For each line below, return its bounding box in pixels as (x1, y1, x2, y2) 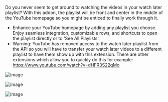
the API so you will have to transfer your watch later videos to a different (12, 46, 162, 52)
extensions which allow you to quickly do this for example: (12, 57, 133, 62)
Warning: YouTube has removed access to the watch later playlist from (12, 41, 159, 47)
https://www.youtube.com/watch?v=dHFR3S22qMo (12, 62, 120, 68)
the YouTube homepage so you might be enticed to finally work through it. (5, 15, 158, 21)
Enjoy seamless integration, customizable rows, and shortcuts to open (12, 30, 158, 36)
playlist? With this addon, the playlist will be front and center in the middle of (5, 10, 163, 16)
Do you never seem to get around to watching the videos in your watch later (5, 5, 162, 10)
